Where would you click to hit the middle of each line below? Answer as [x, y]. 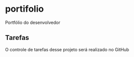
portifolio [24, 9]
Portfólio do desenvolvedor [33, 22]
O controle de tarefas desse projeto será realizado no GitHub [67, 49]
